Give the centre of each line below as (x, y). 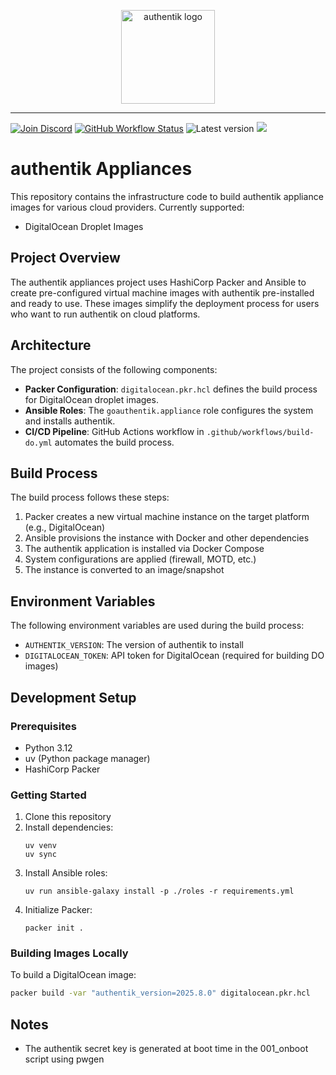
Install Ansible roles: (66, 873)
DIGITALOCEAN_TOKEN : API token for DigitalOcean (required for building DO (174, 656)
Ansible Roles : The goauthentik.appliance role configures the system (169, 410)
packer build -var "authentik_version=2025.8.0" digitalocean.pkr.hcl (160, 993)
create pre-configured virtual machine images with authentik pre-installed (162, 292)
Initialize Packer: (58, 910)
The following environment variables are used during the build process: (157, 626)
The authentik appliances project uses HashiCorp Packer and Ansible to (158, 282)
